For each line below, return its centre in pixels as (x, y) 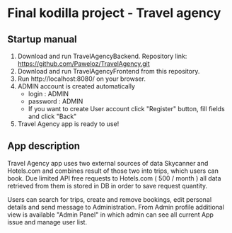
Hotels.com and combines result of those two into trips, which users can (113, 171)
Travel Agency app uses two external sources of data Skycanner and (108, 163)
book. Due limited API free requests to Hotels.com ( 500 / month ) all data (114, 178)
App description (43, 146)
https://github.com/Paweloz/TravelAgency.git (83, 64)
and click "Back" (52, 116)
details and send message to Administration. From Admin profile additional (116, 207)
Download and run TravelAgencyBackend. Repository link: (102, 56)
